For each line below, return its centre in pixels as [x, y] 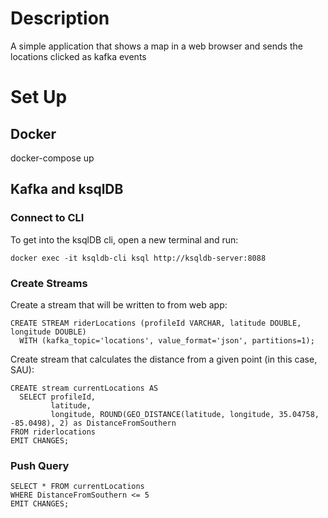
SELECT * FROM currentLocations [77, 487]
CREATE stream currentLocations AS [84, 388]
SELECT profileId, [58, 397]
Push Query [40, 465]
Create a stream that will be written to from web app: [119, 304]
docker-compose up [52, 158]
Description [60, 18]
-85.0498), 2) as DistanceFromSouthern [93, 423]
